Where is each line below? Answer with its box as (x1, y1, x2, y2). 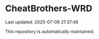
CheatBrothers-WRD (5, 3, 93, 14)
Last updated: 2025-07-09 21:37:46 (5, 19, 79, 25)
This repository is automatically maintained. (5, 28, 95, 34)
